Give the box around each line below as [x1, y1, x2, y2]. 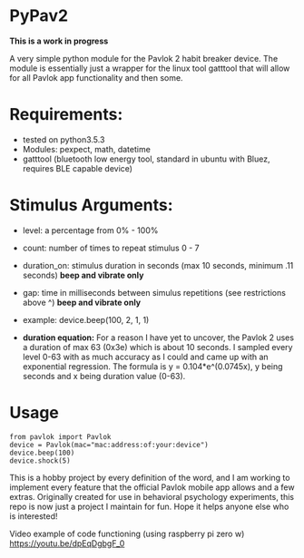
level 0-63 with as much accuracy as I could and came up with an [22, 351, 270, 362]
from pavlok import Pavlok [9, 432, 112, 441]
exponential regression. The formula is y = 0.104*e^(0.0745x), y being [22, 360, 283, 372]
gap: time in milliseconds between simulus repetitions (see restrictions [22, 287, 286, 298]
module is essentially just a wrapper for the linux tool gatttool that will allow [9, 63, 290, 73]
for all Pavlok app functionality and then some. [9, 72, 183, 83]
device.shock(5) [9, 455, 71, 465]
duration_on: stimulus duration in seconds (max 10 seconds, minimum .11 [22, 259, 294, 270]
